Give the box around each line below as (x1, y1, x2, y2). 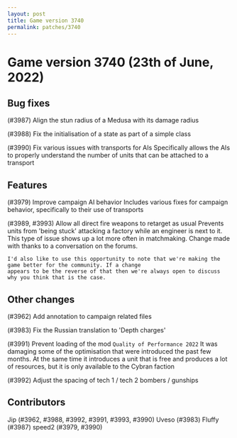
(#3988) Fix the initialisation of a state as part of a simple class (7, 130, 192, 138)
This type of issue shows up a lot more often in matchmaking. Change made (7, 235, 231, 243)
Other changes (7, 293, 75, 305)
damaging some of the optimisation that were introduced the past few (7, 347, 211, 355)
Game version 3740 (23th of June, (7, 54, 214, 70)
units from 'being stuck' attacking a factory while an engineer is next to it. (7, 227, 223, 235)
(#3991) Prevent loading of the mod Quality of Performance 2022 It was (7, 339, 218, 348)
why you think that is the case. (7, 274, 106, 281)
